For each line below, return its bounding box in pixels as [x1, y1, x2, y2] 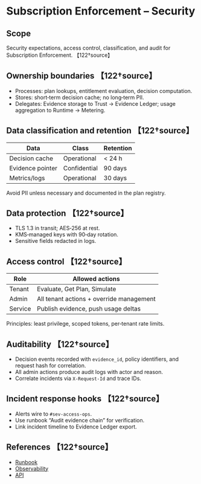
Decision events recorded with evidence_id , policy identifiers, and [14, 355, 179, 363]
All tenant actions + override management [37, 295, 156, 303]
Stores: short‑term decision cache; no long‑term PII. [14, 94, 144, 101]
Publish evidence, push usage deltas [37, 305, 141, 313]
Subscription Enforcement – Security [6, 4, 196, 18]
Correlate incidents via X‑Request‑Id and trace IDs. [14, 375, 142, 382]
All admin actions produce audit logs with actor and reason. [14, 369, 164, 376]
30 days [103, 173, 127, 182]
